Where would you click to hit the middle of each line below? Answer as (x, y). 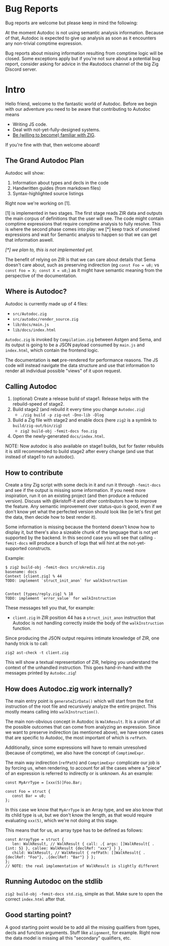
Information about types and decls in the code (61, 183)
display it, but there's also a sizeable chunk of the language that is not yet (82, 532)
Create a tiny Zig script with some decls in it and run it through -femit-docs (83, 485)
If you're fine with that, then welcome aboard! (52, 145)
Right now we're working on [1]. (38, 203)
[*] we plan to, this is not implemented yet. (49, 250)
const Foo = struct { (28, 791)
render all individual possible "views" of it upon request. (64, 371)
